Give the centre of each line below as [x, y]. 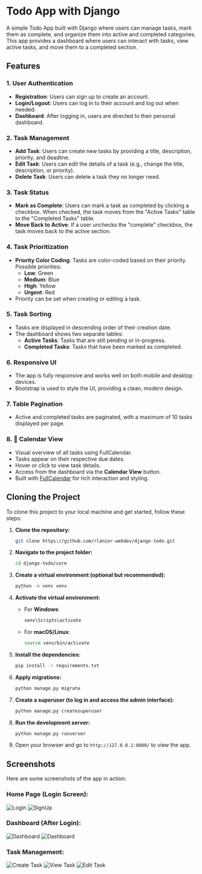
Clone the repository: [42, 529]
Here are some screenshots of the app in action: [67, 779]
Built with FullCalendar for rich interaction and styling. [82, 478]
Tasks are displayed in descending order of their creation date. [93, 327]
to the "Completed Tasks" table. [55, 218]
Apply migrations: [38, 677]
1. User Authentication [40, 83]
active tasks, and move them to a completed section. [72, 47]
